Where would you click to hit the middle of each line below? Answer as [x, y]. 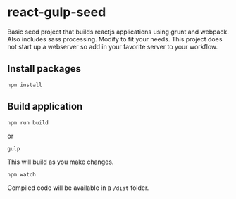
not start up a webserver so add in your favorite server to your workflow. [113, 46]
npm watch [22, 174]
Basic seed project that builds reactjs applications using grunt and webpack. [118, 32]
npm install [25, 85]
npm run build [28, 123]
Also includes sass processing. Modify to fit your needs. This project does [115, 39]
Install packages [44, 69]
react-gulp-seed [57, 12]
